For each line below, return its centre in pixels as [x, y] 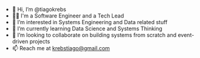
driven [20, 41]
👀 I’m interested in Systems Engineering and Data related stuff [90, 22]
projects [40, 41]
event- [186, 35]
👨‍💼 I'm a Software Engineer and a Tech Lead [68, 16]
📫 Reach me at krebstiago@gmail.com [61, 48]
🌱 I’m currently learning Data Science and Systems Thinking [87, 28]
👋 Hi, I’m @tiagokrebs [39, 9]
